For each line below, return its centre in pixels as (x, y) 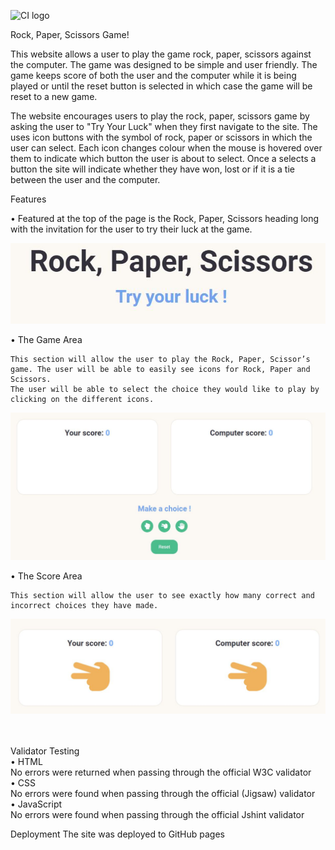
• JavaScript (36, 804)
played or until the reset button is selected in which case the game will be (161, 86)
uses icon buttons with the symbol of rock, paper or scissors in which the (161, 137)
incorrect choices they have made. (84, 605)
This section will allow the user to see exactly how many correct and (162, 595)
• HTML (26, 762)
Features (28, 199)
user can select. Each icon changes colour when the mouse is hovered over (166, 148)
